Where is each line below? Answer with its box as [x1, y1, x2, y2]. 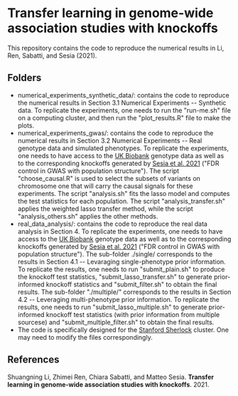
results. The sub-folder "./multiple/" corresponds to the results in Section [17, 287, 232, 296]
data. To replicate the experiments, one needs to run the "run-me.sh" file [17, 105, 231, 115]
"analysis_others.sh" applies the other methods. [17, 212, 158, 220]
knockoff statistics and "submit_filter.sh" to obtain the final [45, 280, 217, 288]
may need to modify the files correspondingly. [17, 333, 153, 341]
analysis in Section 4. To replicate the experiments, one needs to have [17, 226, 223, 236]
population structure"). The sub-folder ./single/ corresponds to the [17, 249, 213, 258]
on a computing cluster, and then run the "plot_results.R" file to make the [17, 113, 231, 122]
